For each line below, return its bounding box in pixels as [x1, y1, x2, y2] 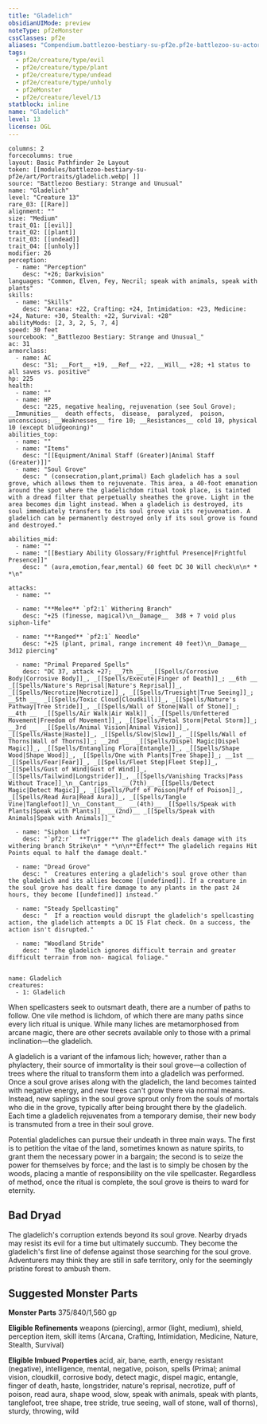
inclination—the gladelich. [8, 1036, 93, 1045]
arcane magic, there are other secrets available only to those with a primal [8, 1027, 251, 1037]
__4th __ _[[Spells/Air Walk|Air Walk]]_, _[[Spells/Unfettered [8, 709, 229, 717]
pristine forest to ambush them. [8, 1264, 111, 1273]
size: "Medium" [8, 214, 59, 222]
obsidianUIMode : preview [8, 19, 91, 27]
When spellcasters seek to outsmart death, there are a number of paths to [8, 1002, 251, 1012]
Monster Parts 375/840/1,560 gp [8, 1308, 118, 1317]
